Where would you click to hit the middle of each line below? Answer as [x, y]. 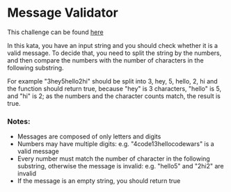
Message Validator [63, 13]
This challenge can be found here [55, 32]
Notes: [19, 121]
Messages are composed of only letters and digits [89, 136]
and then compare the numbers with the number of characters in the [105, 60]
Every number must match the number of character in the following [113, 159]
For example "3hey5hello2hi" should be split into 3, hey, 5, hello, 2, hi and [112, 81]
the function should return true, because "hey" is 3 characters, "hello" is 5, [114, 88]
